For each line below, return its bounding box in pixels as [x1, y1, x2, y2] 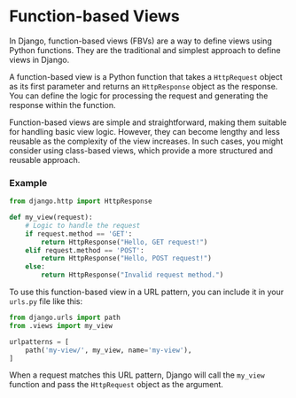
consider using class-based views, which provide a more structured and [9, 144, 273, 156]
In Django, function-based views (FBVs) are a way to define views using [9, 35, 272, 46]
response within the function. [9, 99, 116, 110]
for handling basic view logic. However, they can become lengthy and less [9, 126, 281, 137]
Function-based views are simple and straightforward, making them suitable [9, 117, 287, 128]
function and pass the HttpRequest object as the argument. [9, 379, 224, 390]
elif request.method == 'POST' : [25, 246, 144, 254]
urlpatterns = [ [9, 337, 69, 347]
